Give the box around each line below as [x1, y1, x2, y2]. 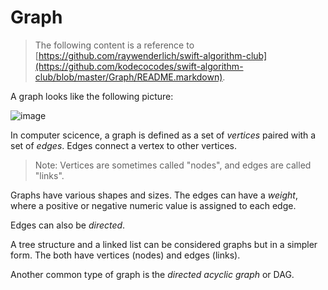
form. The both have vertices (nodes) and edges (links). [10, 249, 241, 261]
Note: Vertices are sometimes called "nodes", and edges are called [34, 159, 312, 171]
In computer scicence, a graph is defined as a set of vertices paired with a [10, 129, 317, 141]
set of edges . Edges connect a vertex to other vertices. [10, 139, 238, 151]
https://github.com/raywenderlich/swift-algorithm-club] [38, 49, 268, 61]
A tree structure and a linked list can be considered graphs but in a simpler [10, 238, 318, 250]
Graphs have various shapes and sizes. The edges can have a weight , [10, 189, 298, 201]
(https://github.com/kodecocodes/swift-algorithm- [34, 60, 244, 72]
